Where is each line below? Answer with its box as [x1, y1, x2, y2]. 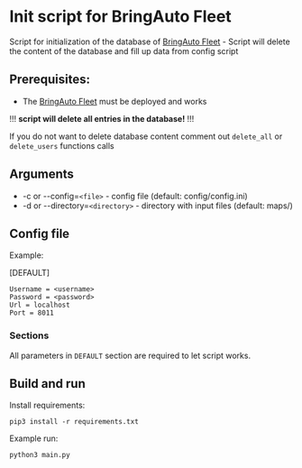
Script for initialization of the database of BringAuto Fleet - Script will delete [9, 36, 290, 47]
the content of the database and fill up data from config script [9, 45, 239, 56]
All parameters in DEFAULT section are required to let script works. [9, 350, 251, 361]
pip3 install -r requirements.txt [9, 418, 140, 427]
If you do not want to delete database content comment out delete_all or [9, 131, 283, 142]
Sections [9, 329, 50, 342]
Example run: [9, 433, 59, 444]
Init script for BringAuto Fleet [9, 6, 232, 27]
